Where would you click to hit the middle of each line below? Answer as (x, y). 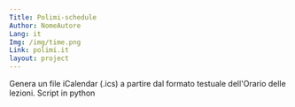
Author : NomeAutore (45, 26)
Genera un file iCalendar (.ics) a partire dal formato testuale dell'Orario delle (147, 84)
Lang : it (25, 34)
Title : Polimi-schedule (53, 17)
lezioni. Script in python (52, 93)
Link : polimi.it (39, 50)
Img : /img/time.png (45, 42)
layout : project (39, 58)
